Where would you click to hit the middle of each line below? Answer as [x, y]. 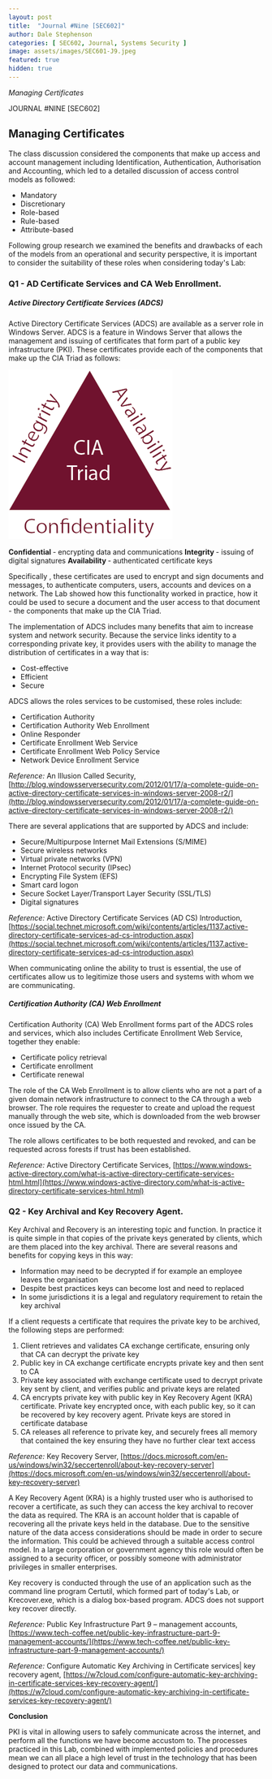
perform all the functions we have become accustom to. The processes [128, 1740]
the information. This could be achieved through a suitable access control [132, 1541]
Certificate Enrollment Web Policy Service [90, 751]
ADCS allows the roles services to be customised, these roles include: [125, 701]
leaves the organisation [59, 1280]
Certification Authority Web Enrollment [85, 725]
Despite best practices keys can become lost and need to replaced [132, 1288]
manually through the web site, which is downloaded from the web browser [134, 1116]
